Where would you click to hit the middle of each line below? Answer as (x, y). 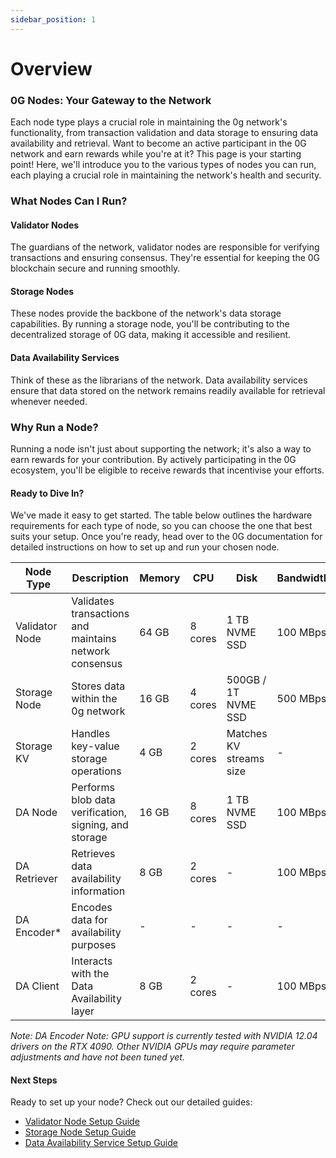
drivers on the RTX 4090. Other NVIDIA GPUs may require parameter (152, 1047)
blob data (93, 800)
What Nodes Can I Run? (69, 201)
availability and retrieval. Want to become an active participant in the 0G (158, 143)
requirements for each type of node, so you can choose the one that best (161, 526)
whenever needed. (49, 401)
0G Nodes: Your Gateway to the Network (111, 100)
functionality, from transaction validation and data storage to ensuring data (164, 133)
